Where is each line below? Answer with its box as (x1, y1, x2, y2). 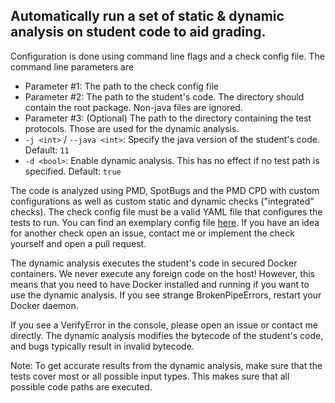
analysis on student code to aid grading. (10, 24, 267, 41)
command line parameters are (10, 60, 135, 73)
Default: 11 (24, 144, 70, 156)
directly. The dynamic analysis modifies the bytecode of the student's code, (10, 329, 324, 341)
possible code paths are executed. (10, 380, 153, 393)
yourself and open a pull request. (10, 237, 147, 249)
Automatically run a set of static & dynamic (10, 8, 285, 25)
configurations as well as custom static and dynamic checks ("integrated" (10, 195, 315, 207)
